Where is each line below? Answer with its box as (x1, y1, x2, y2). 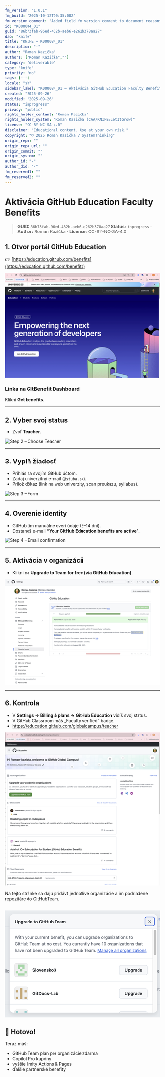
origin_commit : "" (5, 149, 43, 154)
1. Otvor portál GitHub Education (5, 242, 107, 251)
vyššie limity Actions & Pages (12, 1061, 72, 1067)
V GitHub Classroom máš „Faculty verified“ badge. (12, 717, 115, 723)
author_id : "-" (5, 159, 36, 164)
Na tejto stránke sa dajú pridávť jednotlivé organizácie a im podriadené (5, 890, 148, 896)
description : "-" (5, 44, 41, 49)
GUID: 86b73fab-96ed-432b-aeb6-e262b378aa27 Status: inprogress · (17, 223, 152, 229)
